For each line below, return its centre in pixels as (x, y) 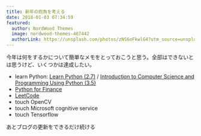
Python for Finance (38, 89)
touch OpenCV (33, 102)
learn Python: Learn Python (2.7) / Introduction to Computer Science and (104, 76)
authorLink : (27, 39)
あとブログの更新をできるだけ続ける (51, 127)
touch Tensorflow (36, 115)
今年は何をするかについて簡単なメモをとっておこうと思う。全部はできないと (100, 57)
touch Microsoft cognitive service (56, 108)
